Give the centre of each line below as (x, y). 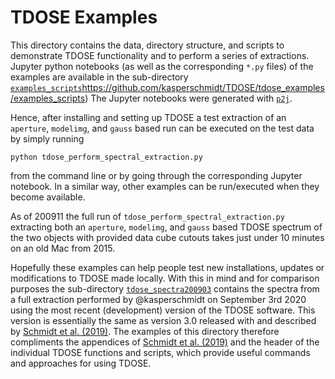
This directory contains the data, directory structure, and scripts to (147, 45)
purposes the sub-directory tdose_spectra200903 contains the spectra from (165, 288)
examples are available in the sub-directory (99, 77)
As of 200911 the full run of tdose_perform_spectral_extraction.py (147, 216)
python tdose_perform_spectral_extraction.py (106, 157)
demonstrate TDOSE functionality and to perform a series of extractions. (160, 55)
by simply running (47, 138)
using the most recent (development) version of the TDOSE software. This (163, 310)
